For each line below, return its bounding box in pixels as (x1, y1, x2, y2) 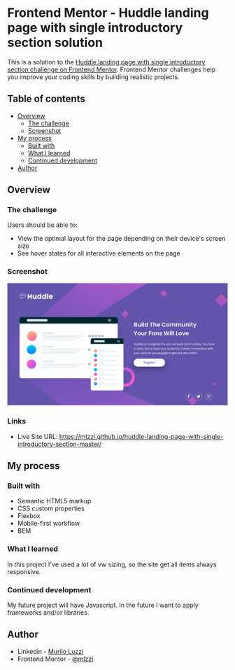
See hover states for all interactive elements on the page (17, 249, 180, 258)
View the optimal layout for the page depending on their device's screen (17, 235, 226, 243)
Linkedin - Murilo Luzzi (17, 647, 84, 655)
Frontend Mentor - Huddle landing (7, 5, 209, 21)
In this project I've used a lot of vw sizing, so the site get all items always (7, 560, 217, 568)
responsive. (7, 567, 41, 575)
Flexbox (17, 512, 41, 520)
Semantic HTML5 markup (17, 497, 92, 505)
